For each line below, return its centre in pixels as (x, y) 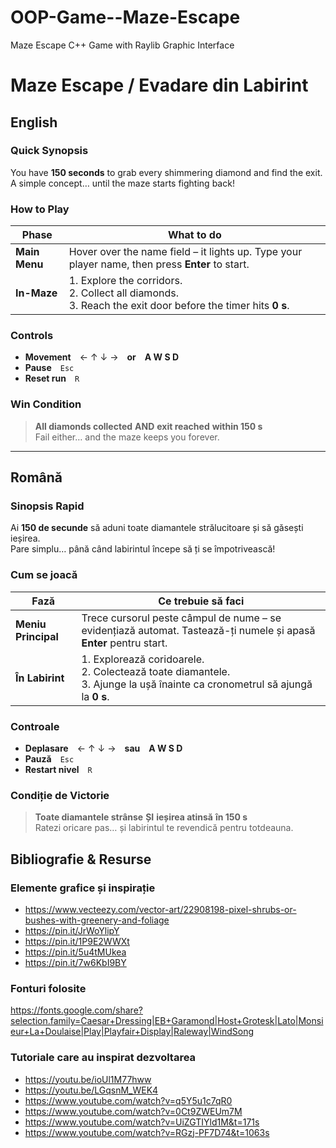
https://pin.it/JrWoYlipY (72, 930)
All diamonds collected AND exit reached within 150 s (148, 426)
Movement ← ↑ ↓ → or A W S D (102, 357)
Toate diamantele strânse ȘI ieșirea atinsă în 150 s (141, 817)
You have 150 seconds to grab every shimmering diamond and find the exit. (166, 172)
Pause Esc (49, 368)
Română (36, 477)
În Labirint (40, 678)
